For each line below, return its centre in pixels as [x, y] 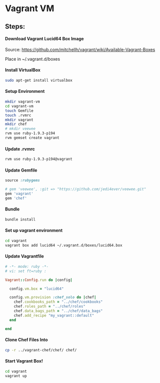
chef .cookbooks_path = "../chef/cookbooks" [58, 302]
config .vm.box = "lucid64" [37, 289]
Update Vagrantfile [24, 256]
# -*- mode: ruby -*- [27, 266]
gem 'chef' [16, 198]
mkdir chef [16, 124]
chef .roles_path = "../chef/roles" [50, 307]
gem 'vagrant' [19, 193]
